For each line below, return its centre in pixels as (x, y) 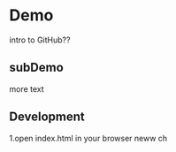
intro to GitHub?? (40, 40)
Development (47, 117)
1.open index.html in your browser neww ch (88, 138)
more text (27, 88)
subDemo (36, 68)
